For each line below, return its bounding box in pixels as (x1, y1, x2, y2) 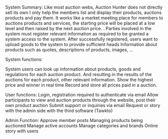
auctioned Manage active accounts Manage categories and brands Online (5, 122, 158, 128)
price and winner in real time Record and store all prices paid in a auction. (5, 82, 157, 88)
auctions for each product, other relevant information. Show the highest (5, 77, 153, 82)
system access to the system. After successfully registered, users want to (5, 36, 158, 42)
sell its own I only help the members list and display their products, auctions (5, 9, 162, 15)
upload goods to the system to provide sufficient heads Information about (5, 41, 157, 47)
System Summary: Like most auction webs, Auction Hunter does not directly (5, 4, 163, 10)
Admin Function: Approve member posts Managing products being (5, 117, 143, 123)
